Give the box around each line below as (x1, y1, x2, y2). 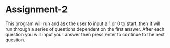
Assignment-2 (5, 4, 68, 15)
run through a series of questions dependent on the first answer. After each (5, 26, 165, 32)
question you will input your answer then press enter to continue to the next (5, 31, 165, 37)
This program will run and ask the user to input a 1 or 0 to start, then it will (5, 20, 160, 27)
